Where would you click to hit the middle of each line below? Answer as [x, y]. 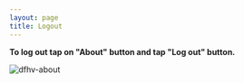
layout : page [34, 18]
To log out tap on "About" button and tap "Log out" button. [122, 51]
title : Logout [36, 26]
